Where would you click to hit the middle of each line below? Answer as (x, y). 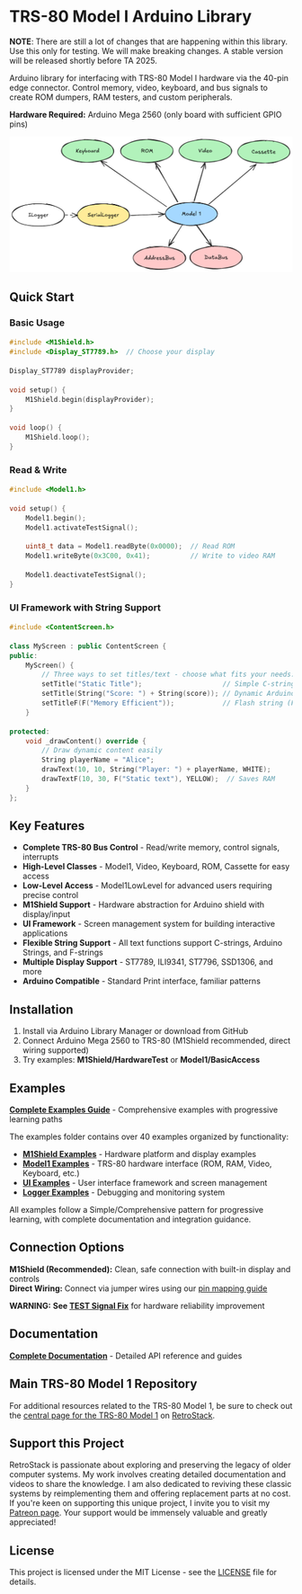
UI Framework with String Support (85, 607)
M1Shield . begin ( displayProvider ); (90, 399)
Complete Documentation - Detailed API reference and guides (126, 1356)
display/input (46, 914)
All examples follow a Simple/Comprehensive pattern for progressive (136, 1210)
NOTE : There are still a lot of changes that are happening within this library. (148, 41)
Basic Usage (37, 323)
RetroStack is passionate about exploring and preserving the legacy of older (150, 1465)
